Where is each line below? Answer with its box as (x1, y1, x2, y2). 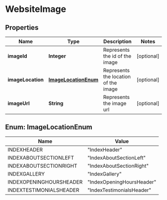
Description (103, 38, 132, 45)
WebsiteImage (5, 3, 66, 15)
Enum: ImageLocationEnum (5, 123, 92, 131)
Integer (48, 53, 66, 59)
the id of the (103, 53, 132, 59)
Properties (5, 23, 39, 32)
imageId (7, 53, 27, 59)
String (48, 100, 64, 106)
